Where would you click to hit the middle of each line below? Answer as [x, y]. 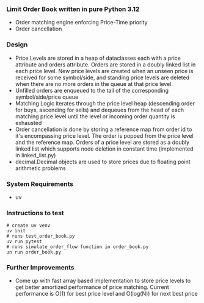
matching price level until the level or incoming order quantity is [95, 116]
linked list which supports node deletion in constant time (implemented [104, 149]
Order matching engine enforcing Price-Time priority [81, 23]
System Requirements [40, 184]
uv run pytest [24, 242]
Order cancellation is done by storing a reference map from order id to [104, 129]
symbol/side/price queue [47, 97]
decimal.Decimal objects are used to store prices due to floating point [103, 162]
